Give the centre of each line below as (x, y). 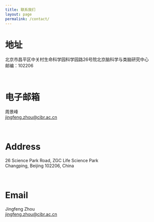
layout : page (19, 14)
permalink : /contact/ (27, 19)
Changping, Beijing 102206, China (39, 166)
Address (23, 147)
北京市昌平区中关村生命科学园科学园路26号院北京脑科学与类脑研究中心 (77, 59)
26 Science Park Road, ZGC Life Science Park (52, 161)
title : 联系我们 (20, 10)
